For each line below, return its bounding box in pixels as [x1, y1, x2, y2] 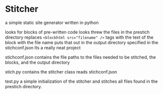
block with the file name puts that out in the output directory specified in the [5, 39, 159, 45]
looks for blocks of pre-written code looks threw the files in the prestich [5, 29, 150, 35]
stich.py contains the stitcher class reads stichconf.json [5, 69, 117, 74]
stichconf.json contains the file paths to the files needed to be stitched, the [5, 54, 156, 60]
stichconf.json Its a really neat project [5, 45, 81, 50]
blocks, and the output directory [5, 59, 70, 65]
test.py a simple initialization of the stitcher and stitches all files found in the [5, 78, 158, 84]
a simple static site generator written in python [5, 20, 99, 25]
